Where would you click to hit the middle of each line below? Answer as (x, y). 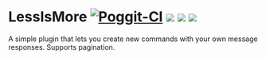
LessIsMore (48, 17)
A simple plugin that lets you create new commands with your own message (133, 39)
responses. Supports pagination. (62, 47)
